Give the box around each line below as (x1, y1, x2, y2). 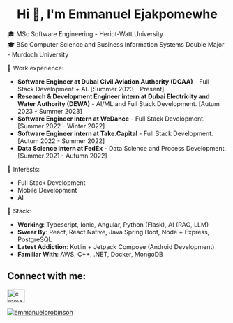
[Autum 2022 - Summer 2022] (17, 136, 105, 145)
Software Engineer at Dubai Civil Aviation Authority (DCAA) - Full (17, 77, 209, 86)
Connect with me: (7, 270, 87, 282)
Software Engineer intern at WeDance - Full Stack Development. (17, 114, 205, 123)
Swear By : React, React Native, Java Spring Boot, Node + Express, (17, 227, 210, 236)
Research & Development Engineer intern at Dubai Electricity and (17, 92, 211, 100)
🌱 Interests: (7, 165, 40, 173)
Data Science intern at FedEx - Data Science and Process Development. (17, 144, 227, 152)
